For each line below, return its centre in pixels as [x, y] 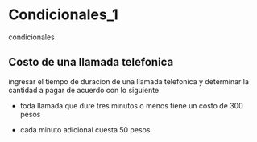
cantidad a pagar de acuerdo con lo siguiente [84, 90]
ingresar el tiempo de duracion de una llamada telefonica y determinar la [129, 81]
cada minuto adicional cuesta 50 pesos [85, 129]
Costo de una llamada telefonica [91, 62]
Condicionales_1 [63, 15]
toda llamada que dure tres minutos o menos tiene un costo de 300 [131, 105]
